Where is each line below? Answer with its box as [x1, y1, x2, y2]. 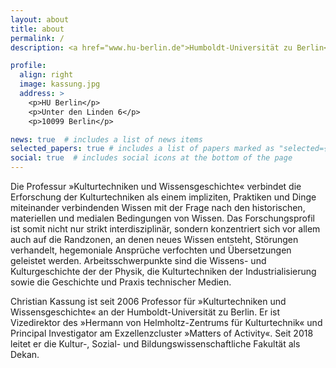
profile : [10, 61, 47, 71]
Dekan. [10, 349, 40, 360]
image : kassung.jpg [19, 79, 101, 90]
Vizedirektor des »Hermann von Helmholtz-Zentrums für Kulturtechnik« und [10, 317, 323, 328]
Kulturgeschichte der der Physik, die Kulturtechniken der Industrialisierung [10, 266, 317, 277]
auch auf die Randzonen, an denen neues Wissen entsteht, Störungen [10, 234, 299, 245]
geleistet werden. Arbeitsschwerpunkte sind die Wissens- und [10, 255, 267, 266]
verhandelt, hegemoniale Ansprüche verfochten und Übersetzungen [10, 244, 292, 256]
